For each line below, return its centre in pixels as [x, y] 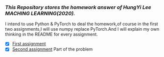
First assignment [29, 44]
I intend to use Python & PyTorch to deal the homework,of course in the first [82, 24]
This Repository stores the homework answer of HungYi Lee [78, 7]
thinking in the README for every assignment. [51, 34]
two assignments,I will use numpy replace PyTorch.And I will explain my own [82, 29]
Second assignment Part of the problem [52, 49]
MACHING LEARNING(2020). [40, 13]
